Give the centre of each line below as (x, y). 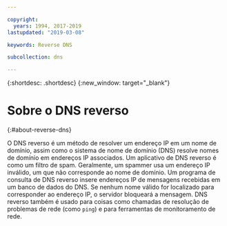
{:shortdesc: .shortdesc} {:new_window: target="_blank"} (89, 83)
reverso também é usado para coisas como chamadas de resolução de (108, 202)
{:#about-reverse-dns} (39, 130)
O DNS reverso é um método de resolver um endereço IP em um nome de (112, 143)
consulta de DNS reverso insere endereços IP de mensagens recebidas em (114, 180)
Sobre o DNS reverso (68, 111)
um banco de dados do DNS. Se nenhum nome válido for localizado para (111, 187)
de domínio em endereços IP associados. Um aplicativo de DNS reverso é (112, 158)
